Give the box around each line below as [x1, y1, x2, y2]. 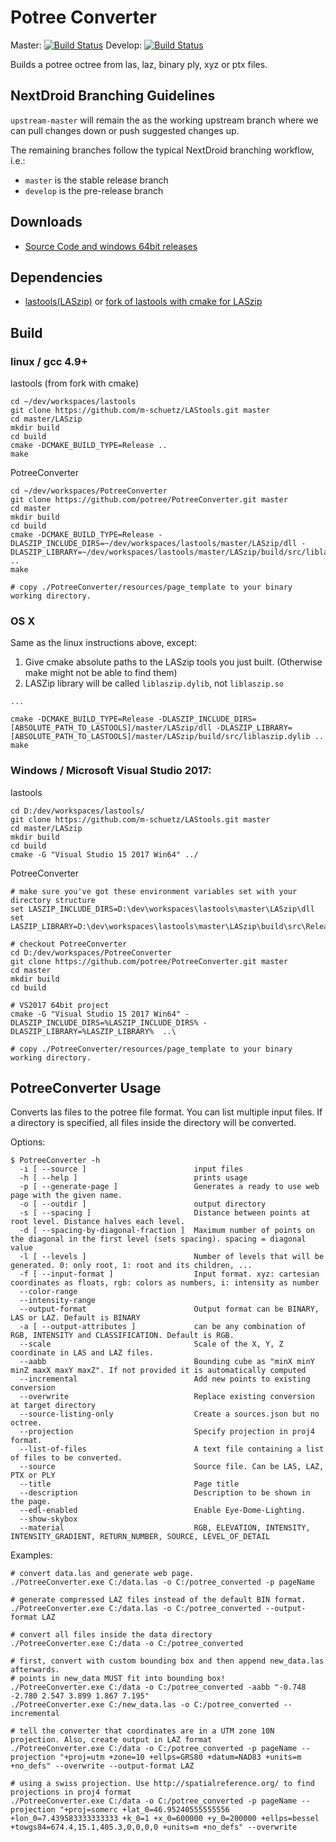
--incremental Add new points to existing [19, 1374, 311, 1385]
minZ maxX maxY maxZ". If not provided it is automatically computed [10, 1366, 307, 1376]
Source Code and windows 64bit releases [24, 240, 198, 252]
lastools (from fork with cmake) [10, 377, 140, 390]
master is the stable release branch [24, 174, 169, 186]
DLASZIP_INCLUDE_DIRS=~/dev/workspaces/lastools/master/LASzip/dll [10, 539, 298, 549]
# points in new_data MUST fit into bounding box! [10, 1674, 226, 1684]
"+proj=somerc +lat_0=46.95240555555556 [59, 1805, 230, 1815]
